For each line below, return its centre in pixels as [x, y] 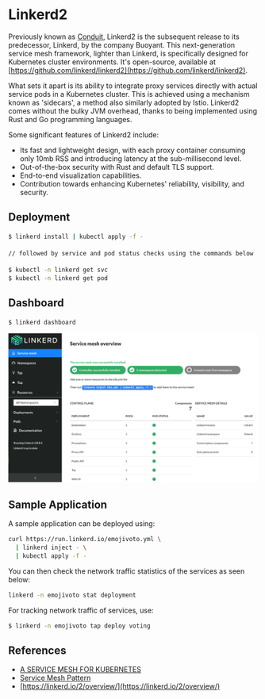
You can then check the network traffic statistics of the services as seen [127, 571]
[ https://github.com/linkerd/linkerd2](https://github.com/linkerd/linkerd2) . [128, 70]
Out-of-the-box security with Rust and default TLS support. [117, 167]
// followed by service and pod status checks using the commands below [131, 253]
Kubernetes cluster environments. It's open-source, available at [112, 62]
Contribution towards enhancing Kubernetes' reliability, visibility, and [132, 183]
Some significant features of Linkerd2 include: [84, 134]
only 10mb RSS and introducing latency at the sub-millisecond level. [131, 158]
